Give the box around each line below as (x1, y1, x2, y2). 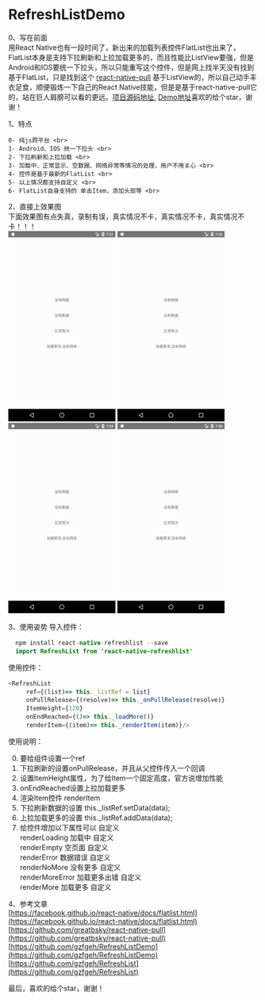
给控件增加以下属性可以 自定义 (19, 822, 120, 832)
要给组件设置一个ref (19, 753, 86, 763)
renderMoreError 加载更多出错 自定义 (19, 872, 142, 882)
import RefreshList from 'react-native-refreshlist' (15, 647, 194, 655)
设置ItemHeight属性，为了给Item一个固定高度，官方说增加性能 (19, 773, 224, 783)
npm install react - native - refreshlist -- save (15, 638, 169, 647)
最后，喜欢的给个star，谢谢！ (8, 983, 105, 993)
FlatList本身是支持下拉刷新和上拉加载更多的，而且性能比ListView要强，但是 (8, 52, 254, 62)
